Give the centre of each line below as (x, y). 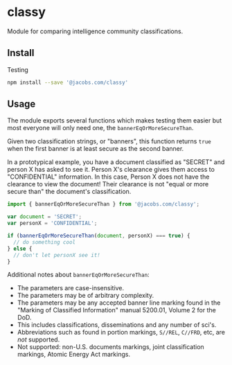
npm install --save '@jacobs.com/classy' (68, 82)
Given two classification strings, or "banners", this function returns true (109, 141)
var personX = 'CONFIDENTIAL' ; (52, 223)
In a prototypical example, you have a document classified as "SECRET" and (116, 162)
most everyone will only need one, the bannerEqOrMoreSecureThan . (100, 128)
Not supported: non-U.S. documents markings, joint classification (110, 347)
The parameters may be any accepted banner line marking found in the (119, 303)
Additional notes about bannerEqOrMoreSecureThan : (79, 275)
